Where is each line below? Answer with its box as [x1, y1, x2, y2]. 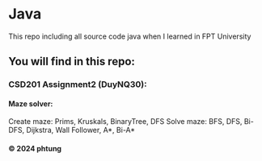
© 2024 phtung [8, 144, 62, 154]
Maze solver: [8, 98, 53, 109]
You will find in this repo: [8, 55, 136, 68]
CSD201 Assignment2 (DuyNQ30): [8, 79, 147, 90]
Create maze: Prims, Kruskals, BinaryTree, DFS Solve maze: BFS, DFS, [8, 117, 243, 126]
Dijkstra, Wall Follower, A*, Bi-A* [26, 126, 136, 135]
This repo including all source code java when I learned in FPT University [8, 31, 251, 41]
